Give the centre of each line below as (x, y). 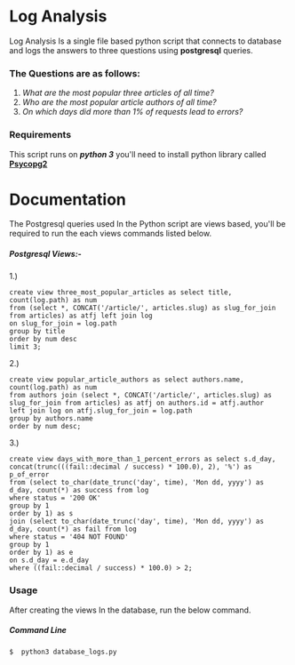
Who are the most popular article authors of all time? (119, 102)
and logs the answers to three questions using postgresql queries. (131, 50)
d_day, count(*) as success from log (79, 491)
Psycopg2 (28, 164)
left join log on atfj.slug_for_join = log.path (101, 411)
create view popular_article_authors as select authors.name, (127, 380)
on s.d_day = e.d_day (49, 561)
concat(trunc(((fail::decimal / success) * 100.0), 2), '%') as (131, 467)
